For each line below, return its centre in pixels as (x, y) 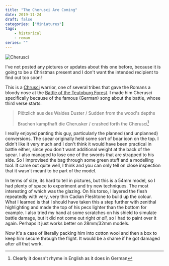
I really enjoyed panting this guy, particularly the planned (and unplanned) (82, 134)
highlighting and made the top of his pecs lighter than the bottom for (76, 208)
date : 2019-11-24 (23, 15)
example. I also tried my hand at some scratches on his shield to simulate (81, 213)
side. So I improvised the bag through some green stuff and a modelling (79, 160)
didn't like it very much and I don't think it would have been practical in (78, 144)
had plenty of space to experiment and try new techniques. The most (77, 186)
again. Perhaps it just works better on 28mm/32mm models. (67, 223)
